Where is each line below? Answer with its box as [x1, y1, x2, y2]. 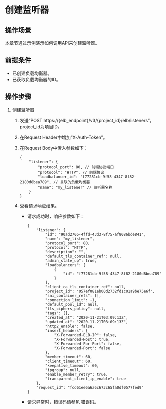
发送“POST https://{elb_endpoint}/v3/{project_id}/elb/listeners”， [19, 117, 155, 123]
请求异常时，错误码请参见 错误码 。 [27, 399, 99, 405]
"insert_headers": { [45, 328, 88, 333]
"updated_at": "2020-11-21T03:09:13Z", [45, 319, 128, 324]
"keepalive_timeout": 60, [45, 363, 99, 368]
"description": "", [45, 249, 86, 254]
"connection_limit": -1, [45, 297, 97, 302]
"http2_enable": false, [45, 324, 95, 329]
